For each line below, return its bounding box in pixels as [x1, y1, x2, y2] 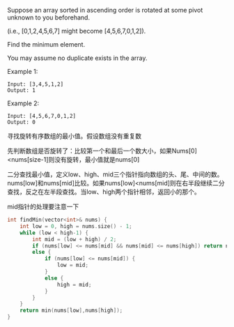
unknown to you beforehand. [7, 13, 91, 22]
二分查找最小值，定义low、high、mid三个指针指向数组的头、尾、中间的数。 [7, 170, 224, 178]
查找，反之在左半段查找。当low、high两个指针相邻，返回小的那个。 [7, 188, 201, 196]
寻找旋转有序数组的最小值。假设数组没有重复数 [7, 132, 141, 140]
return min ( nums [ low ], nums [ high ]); [19, 307, 123, 314]
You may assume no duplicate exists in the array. [7, 54, 148, 62]
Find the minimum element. [7, 40, 86, 48]
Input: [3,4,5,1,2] [7, 81, 64, 88]
